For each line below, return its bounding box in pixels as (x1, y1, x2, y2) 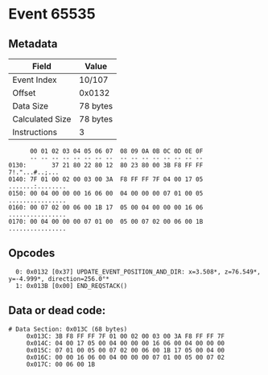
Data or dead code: (8, 303, 106, 318)
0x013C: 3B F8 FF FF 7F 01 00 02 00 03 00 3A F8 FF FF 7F (26, 332, 225, 340)
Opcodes (8, 246, 56, 260)
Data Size (12, 101, 49, 111)
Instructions (12, 126, 58, 138)
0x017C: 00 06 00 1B (26, 360, 95, 369)
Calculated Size (12, 113, 72, 125)
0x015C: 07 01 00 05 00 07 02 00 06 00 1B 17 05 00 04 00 (26, 346, 225, 354)
